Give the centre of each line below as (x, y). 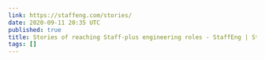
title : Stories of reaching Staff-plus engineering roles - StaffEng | (128, 37)
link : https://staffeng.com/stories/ (70, 15)
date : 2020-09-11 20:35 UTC (54, 23)
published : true (35, 30)
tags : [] (22, 44)
